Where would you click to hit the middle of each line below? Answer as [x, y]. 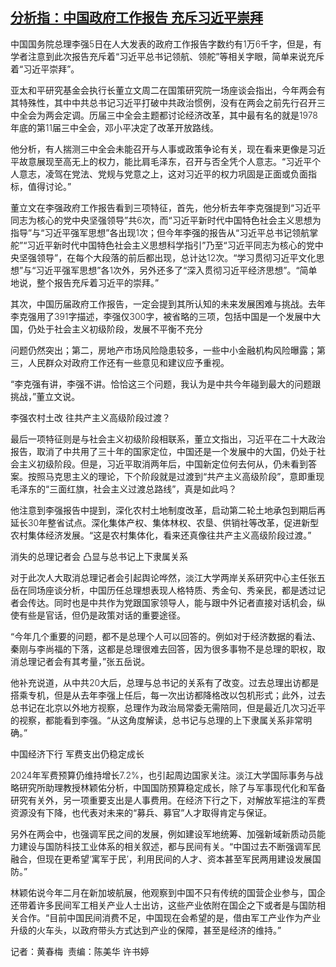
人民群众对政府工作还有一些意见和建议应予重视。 [128, 362]
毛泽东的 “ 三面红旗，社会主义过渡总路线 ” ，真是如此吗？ [124, 489]
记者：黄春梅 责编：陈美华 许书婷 [80, 951]
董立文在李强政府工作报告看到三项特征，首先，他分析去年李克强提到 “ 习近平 [166, 207]
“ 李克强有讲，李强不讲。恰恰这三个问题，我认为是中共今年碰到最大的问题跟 [166, 384]
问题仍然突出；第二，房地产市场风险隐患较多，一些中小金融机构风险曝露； [163, 350]
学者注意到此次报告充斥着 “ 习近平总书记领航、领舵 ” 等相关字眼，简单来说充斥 [167, 56]
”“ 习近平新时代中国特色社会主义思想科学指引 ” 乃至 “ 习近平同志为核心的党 [167, 245]
